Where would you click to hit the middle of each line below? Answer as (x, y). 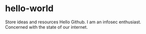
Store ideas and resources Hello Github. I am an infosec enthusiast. (73, 22)
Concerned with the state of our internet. (46, 27)
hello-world (29, 8)
